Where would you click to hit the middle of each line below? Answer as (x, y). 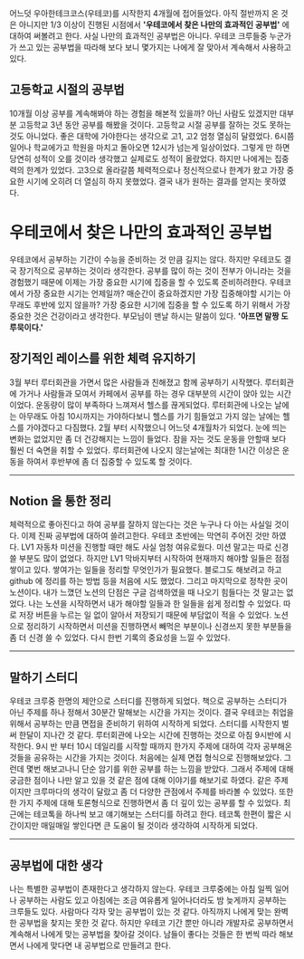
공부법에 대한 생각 (56, 865)
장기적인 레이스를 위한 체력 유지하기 (103, 359)
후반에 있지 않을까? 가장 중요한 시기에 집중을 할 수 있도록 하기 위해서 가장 (162, 304)
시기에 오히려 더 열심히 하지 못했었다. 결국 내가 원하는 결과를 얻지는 (144, 181)
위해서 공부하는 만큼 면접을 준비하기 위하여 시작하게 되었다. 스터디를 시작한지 (145, 724)
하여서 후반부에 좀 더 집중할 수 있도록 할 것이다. (109, 461)
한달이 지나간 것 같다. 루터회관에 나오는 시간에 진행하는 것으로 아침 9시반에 (150, 735)
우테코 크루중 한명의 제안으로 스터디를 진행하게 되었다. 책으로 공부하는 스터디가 (148, 701)
